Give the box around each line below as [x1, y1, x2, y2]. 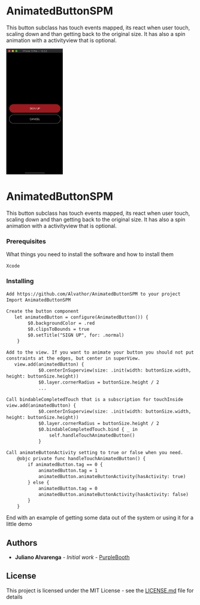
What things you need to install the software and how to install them [6, 250, 174, 258]
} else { [28, 480, 50, 486]
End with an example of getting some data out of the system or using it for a [6, 514, 193, 521]
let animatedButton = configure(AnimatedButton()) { [14, 314, 149, 321]
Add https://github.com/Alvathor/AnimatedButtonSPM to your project [6, 291, 181, 297]
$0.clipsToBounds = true [28, 326, 90, 333]
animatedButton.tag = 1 [38, 468, 98, 474]
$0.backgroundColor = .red [28, 320, 95, 327]
